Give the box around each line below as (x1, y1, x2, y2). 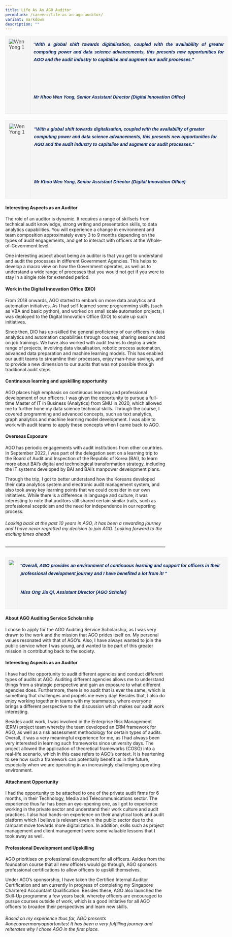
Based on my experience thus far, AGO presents (5, 915, 107, 922)
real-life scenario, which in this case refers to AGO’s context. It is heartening (5, 751, 164, 757)
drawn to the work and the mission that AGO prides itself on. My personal (5, 632, 159, 638)
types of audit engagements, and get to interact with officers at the (5, 237, 146, 244)
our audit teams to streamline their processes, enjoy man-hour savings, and (5, 356, 164, 362)
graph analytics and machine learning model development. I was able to (5, 416, 156, 422)
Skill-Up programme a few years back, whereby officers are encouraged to (5, 893, 162, 899)
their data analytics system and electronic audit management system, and (5, 481, 160, 488)
